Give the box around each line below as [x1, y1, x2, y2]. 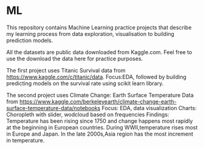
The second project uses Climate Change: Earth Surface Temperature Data [6, 91, 194, 99]
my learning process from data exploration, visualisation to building [6, 30, 175, 37]
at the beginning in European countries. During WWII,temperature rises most [6, 123, 198, 131]
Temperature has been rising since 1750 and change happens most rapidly [6, 117, 193, 125]
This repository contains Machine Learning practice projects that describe [6, 24, 192, 31]
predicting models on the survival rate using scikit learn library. [6, 80, 164, 87]
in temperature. [6, 136, 45, 144]
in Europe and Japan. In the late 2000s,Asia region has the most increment [6, 130, 194, 137]
